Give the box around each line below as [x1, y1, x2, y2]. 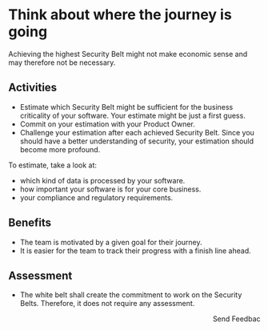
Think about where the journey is [8, 6, 232, 24]
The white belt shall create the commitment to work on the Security [19, 290, 242, 300]
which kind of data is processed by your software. [19, 175, 186, 185]
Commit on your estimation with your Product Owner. [19, 119, 196, 129]
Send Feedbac [212, 314, 261, 324]
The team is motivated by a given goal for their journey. [19, 237, 202, 247]
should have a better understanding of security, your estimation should [19, 136, 254, 146]
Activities [8, 81, 58, 95]
